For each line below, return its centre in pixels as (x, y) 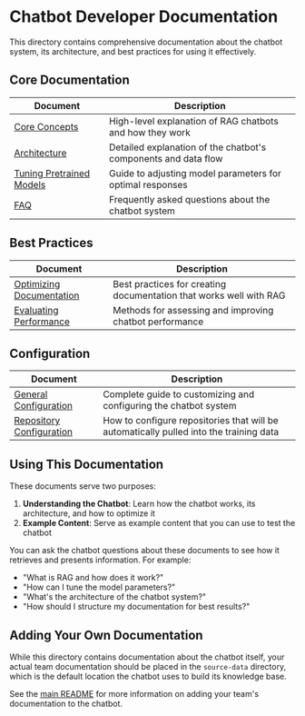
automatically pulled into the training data (191, 432)
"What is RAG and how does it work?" (93, 578)
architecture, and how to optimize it (89, 513)
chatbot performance (158, 322)
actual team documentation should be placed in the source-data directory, (148, 666)
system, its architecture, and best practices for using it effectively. (133, 51)
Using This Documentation (87, 464)
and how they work (149, 132)
